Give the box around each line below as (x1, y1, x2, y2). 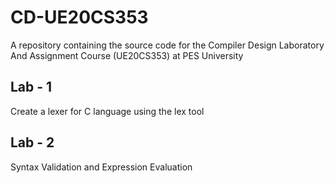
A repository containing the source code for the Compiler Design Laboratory (10, 39, 325, 51)
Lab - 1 (10, 79, 53, 96)
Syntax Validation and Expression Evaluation (10, 161, 193, 173)
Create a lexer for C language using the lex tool (10, 105, 205, 117)
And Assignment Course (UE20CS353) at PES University (10, 49, 244, 61)
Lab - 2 (10, 134, 55, 151)
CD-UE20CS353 (10, 6, 149, 29)
